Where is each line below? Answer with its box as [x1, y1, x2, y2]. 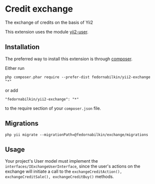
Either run [5, 65, 25, 71]
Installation [5, 43, 40, 51]
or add [5, 87, 18, 93]
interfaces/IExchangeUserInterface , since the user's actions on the [5, 164, 140, 169]
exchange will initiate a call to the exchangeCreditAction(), [5, 168, 123, 174]
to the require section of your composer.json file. [5, 105, 101, 111]
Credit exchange [5, 3, 73, 15]
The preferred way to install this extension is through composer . [5, 56, 133, 62]
